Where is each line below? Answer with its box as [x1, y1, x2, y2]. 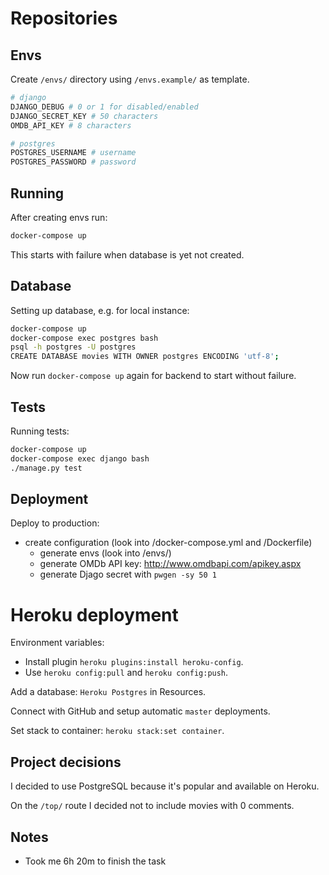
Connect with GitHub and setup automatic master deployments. [10, 705, 271, 717]
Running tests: [10, 425, 70, 437]
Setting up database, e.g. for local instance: [10, 304, 190, 316]
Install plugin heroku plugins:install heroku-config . [24, 656, 244, 668]
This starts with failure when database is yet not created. [10, 248, 245, 261]
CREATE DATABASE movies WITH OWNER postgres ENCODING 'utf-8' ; [10, 352, 280, 362]
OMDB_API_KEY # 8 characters [10, 120, 132, 131]
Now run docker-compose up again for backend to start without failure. [10, 370, 297, 382]
